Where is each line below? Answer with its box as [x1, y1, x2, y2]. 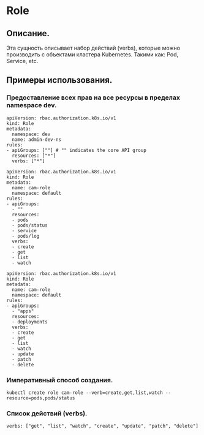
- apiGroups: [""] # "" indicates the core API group [6, 147, 147, 153]
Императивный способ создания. [6, 376, 113, 384]
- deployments [12, 319, 48, 325]
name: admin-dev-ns [12, 136, 62, 143]
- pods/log [12, 233, 40, 239]
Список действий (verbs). [6, 409, 88, 417]
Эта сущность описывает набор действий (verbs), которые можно [6, 44, 181, 51]
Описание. [6, 28, 50, 39]
